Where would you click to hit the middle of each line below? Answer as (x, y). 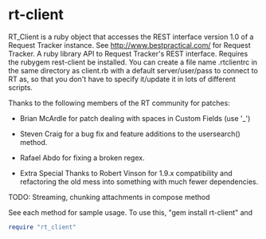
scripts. (21, 87)
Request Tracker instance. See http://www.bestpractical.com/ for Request (129, 45)
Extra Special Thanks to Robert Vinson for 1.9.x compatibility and (126, 173)
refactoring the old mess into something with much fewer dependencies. (139, 182)
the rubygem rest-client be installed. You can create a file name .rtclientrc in (133, 62)
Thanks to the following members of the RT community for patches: (119, 103)
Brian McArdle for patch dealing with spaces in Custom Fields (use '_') (135, 118)
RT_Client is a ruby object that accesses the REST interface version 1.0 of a (131, 37)
